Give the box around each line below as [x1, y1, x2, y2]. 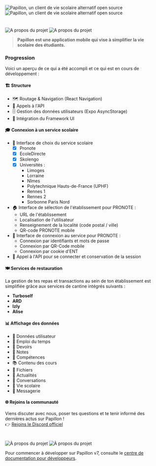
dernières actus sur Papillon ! [5, 416, 64, 422]
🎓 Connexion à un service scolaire [5, 127, 79, 133]
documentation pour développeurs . [5, 455, 77, 461]
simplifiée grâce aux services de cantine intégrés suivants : [5, 283, 125, 289]
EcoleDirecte [19, 151, 46, 157]
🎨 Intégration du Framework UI [12, 115, 75, 121]
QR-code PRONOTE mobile [19, 227, 75, 233]
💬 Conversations [12, 377, 46, 383]
